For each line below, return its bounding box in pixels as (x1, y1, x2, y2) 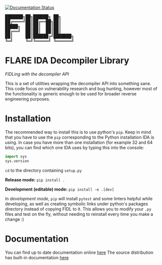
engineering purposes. (5, 96, 50, 102)
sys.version (5, 159, 29, 163)
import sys (5, 154, 27, 159)
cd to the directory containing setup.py (5, 167, 82, 173)
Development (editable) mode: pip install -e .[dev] (5, 186, 115, 192)
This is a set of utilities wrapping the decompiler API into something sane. (5, 80, 151, 86)
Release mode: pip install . (5, 177, 65, 182)
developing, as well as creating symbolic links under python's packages (5, 201, 148, 207)
